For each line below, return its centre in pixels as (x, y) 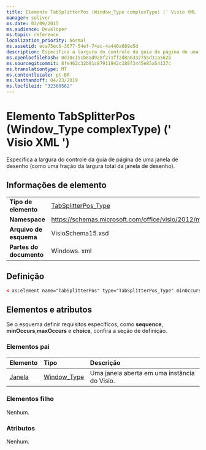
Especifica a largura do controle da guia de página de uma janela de (92, 159)
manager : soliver (29, 18)
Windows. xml (71, 251)
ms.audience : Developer (37, 29)
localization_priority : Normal (46, 40)
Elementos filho (30, 399)
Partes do (24, 247)
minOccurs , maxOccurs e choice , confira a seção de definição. (87, 331)
